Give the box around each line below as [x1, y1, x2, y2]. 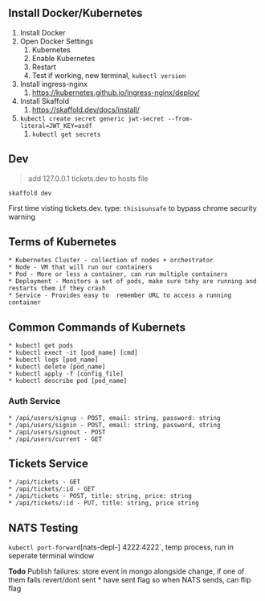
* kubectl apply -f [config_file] [8, 370, 124, 378]
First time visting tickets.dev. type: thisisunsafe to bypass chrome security [8, 203, 257, 212]
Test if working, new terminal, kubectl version [31, 70, 186, 80]
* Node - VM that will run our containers [8, 263, 153, 272]
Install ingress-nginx [19, 79, 88, 89]
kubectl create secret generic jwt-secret [19, 114, 165, 123]
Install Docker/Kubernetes [8, 6, 143, 20]
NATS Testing [8, 521, 79, 534]
